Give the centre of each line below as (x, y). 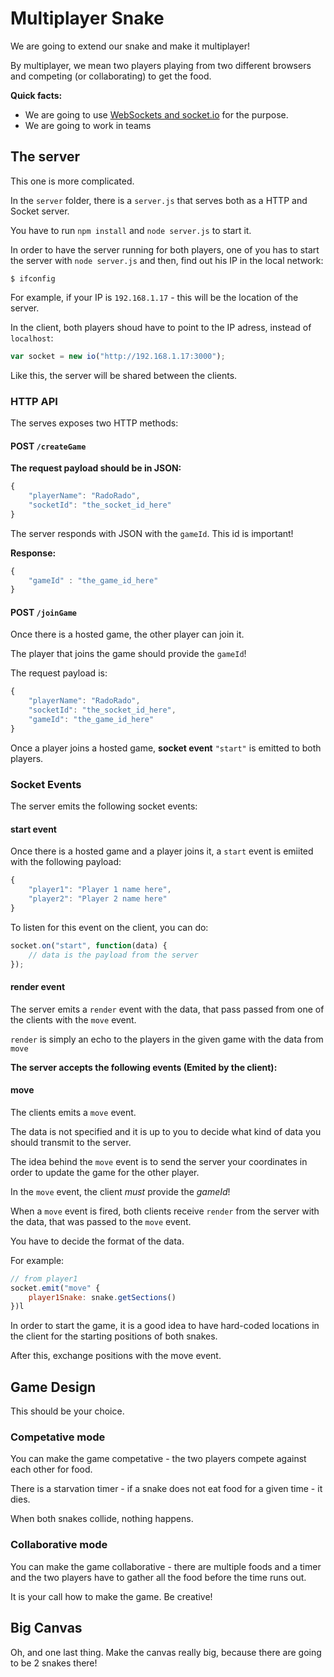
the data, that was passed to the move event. (101, 1221)
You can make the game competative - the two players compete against (158, 1459)
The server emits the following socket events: (104, 806)
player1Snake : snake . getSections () (102, 1297)
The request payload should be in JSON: (96, 468)
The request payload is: (59, 673)
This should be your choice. (67, 1411)
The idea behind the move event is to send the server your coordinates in (159, 1161)
